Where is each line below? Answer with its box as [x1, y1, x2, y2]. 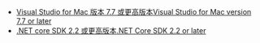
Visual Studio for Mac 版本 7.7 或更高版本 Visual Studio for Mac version [15, 7, 252, 16]
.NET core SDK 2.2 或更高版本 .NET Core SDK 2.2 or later [15, 26, 206, 35]
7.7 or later [15, 16, 52, 26]
